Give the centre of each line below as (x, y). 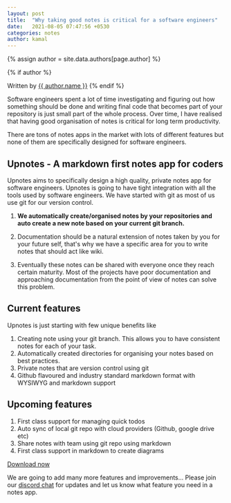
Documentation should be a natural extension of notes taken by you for (118, 237)
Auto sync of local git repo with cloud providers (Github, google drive (115, 428)
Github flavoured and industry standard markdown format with (106, 375)
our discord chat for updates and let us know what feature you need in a (110, 484)
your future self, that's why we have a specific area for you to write (113, 244)
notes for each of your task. (57, 346)
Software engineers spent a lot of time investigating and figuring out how (111, 99)
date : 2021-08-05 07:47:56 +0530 (58, 26)
